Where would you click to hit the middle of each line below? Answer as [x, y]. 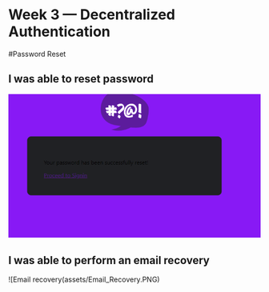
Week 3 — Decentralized [92, 15]
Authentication [59, 32]
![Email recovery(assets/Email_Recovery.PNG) [84, 279]
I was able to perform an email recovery [109, 260]
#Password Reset [37, 54]
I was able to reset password [81, 79]
